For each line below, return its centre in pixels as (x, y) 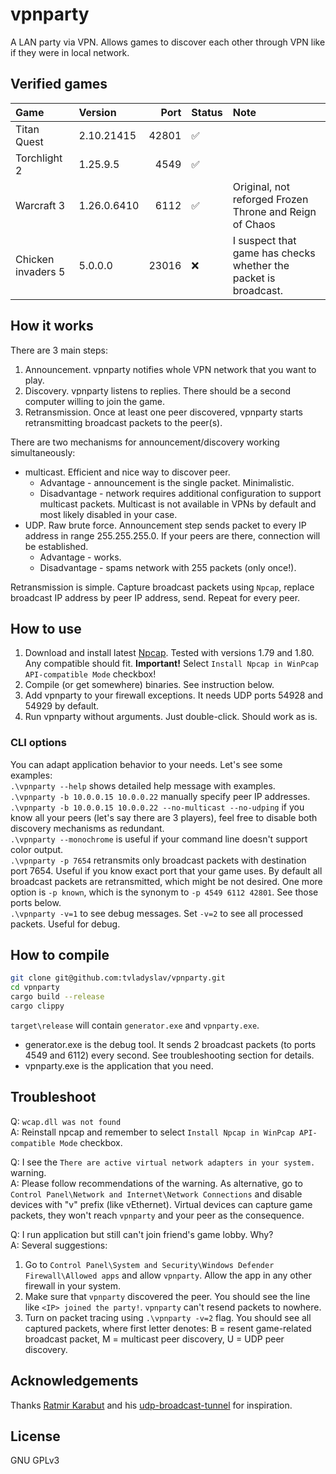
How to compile (60, 955)
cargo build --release (57, 997)
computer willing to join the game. (94, 401)
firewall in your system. (72, 1285)
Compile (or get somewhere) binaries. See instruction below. (149, 685)
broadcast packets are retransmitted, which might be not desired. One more (166, 881)
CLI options (38, 743)
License (35, 1436)
